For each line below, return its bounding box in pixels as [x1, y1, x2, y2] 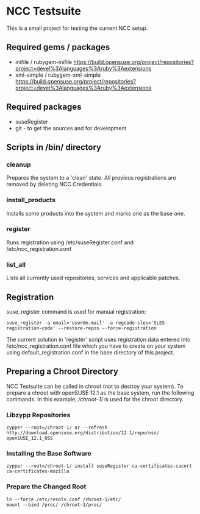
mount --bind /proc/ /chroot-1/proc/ [6, 501, 102, 508]
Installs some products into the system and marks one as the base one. [6, 209, 185, 217]
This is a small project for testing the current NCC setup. [6, 24, 148, 32]
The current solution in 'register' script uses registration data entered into [6, 336, 191, 343]
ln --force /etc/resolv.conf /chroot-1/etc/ [6, 496, 121, 502]
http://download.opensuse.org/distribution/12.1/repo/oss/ [6, 430, 160, 436]
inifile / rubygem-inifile [15, 58, 72, 65]
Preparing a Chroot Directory [6, 367, 119, 377]
